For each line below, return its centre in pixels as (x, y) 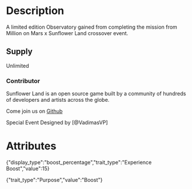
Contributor (23, 81)
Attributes (31, 146)
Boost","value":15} (28, 169)
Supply (19, 52)
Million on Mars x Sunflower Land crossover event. (67, 33)
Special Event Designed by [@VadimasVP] (57, 123)
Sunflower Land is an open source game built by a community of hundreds (96, 94)
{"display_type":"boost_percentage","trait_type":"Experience (79, 162)
